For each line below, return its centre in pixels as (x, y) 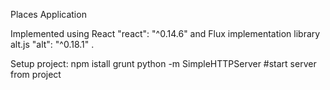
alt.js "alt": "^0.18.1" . (52, 44)
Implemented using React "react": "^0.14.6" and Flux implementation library (165, 33)
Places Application (48, 14)
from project (36, 74)
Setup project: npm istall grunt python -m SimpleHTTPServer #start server (163, 63)
